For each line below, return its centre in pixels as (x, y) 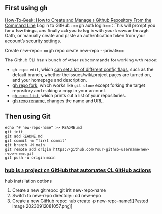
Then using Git (28, 116)
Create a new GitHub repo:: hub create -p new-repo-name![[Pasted (80, 201)
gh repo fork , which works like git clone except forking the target (79, 85)
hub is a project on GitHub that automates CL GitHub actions (78, 170)
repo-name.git (20, 153)
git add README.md (24, 136)
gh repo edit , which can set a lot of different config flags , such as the (83, 69)
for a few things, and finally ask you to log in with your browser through (77, 30)
